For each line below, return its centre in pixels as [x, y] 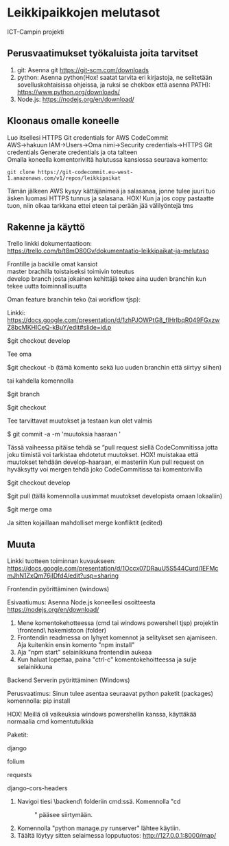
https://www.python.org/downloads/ [68, 92]
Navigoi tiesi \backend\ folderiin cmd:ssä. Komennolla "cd [99, 802]
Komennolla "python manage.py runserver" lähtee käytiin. [99, 828]
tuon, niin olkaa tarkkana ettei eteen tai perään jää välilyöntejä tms [100, 205]
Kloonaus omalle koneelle [63, 121]
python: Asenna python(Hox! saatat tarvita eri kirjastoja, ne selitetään [114, 77]
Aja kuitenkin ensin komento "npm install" [76, 645]
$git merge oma [30, 509]
